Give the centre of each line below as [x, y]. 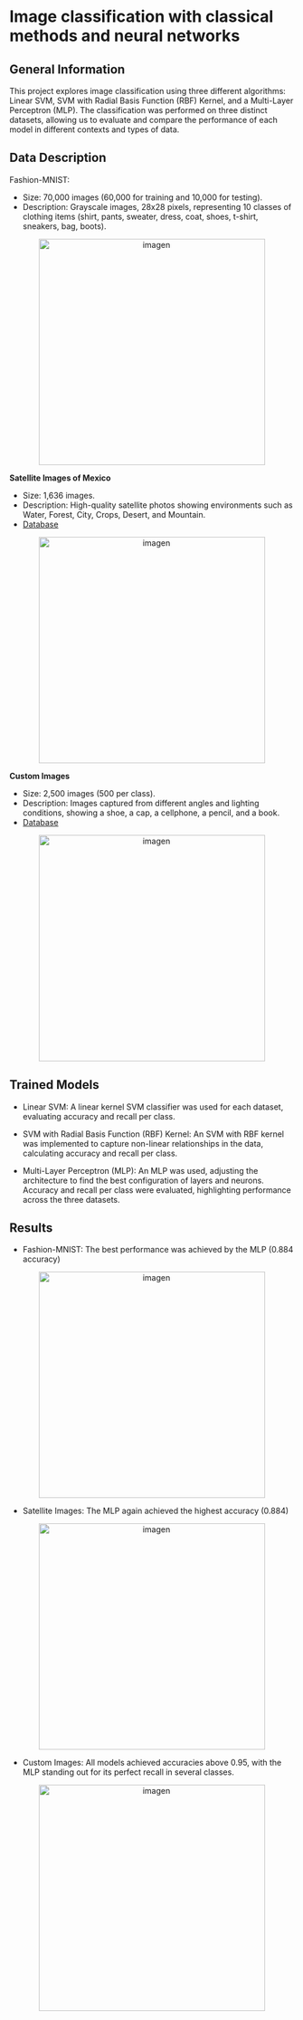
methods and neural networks [125, 36]
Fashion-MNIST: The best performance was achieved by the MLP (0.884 [158, 1250]
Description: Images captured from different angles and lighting [141, 803]
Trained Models [54, 1085]
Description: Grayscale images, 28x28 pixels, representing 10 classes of [157, 206]
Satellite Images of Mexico [60, 478]
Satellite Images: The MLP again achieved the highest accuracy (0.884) [156, 1511]
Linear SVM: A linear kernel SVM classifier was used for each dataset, [153, 1107]
